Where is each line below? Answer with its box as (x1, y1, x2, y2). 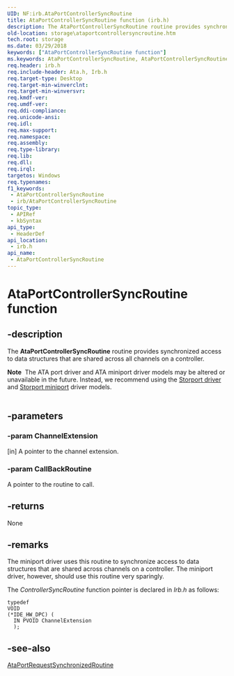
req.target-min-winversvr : (7, 88, 86, 95)
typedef (7, 599, 30, 606)
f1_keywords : (7, 185, 45, 192)
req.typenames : (7, 178, 52, 185)
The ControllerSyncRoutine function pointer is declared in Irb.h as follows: (7, 585, 219, 594)
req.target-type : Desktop (7, 74, 82, 82)
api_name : (7, 250, 36, 257)
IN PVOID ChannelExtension (13, 618, 92, 624)
